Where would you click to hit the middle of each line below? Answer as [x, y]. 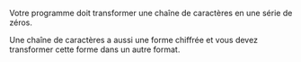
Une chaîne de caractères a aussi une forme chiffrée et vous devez [134, 40]
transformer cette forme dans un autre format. [95, 49]
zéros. [21, 22]
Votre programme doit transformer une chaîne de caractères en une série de [151, 13]
